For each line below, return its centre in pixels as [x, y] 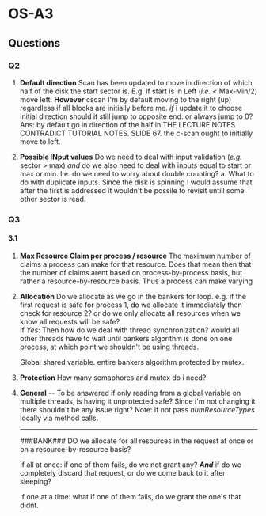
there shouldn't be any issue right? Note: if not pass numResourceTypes [137, 410]
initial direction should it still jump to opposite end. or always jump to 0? [136, 116]
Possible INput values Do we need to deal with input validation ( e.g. [131, 157]
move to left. [40, 141]
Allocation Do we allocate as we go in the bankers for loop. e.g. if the [133, 296]
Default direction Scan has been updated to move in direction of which [136, 82]
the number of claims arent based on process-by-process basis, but [131, 273]
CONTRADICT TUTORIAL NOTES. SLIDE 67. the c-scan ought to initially [136, 133]
